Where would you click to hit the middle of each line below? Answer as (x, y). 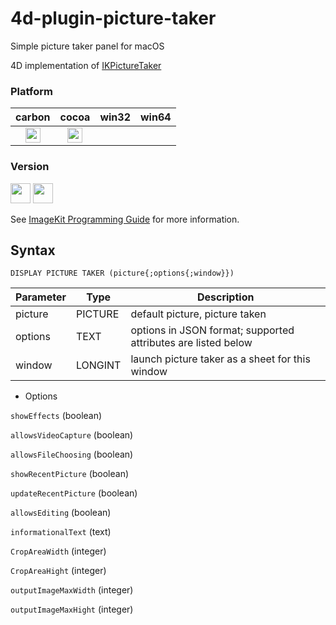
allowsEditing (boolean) (61, 513)
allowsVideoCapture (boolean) (72, 435)
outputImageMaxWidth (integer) (72, 590)
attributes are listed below (191, 343)
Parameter (41, 297)
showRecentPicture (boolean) (70, 474)
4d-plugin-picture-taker (113, 18)
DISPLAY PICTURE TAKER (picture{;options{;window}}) (122, 273)
